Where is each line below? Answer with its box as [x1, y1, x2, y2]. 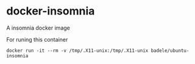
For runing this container [6, 36, 68, 43]
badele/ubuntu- [151, 47, 190, 54]
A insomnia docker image [6, 24, 70, 31]
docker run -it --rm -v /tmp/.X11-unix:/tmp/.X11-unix [6, 47, 149, 54]
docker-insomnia [6, 4, 95, 18]
